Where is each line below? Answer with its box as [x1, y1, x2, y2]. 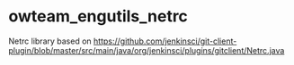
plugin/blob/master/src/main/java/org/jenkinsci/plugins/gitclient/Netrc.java [8, 45, 285, 55]
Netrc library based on [8, 36, 92, 46]
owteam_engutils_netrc [8, 6, 188, 27]
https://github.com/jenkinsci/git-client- [93, 36, 237, 46]
